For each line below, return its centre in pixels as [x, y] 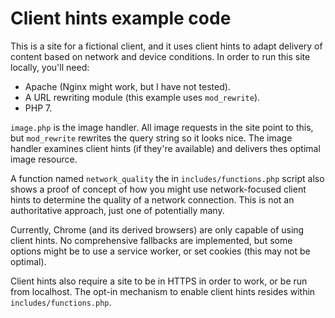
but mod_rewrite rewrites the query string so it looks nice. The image [151, 138]
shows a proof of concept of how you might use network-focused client [158, 189]
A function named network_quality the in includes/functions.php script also [167, 178]
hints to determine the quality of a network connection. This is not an [152, 199]
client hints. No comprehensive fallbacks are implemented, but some [151, 240]
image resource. [44, 159]
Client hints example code [121, 18]
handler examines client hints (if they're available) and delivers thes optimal [165, 148]
